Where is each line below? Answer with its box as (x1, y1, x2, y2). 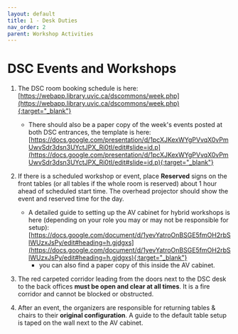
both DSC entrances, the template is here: (28, 128, 151, 137)
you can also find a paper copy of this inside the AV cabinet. (38, 261, 215, 269)
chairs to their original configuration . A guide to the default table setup (17, 311, 227, 320)
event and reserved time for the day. (17, 194, 124, 203)
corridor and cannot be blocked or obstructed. (17, 290, 154, 299)
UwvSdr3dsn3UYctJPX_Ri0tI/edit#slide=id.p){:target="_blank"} (28, 158, 215, 167)
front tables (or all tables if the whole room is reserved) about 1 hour (17, 179, 217, 188)
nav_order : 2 (7, 23, 46, 30)
